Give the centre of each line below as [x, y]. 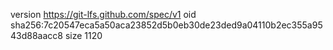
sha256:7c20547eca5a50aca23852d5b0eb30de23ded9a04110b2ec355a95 [166, 25]
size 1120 [83, 35]
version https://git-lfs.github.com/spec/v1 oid [103, 14]
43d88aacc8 [36, 35]
